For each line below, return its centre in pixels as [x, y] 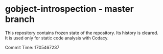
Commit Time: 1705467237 [32, 47]
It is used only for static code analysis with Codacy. [57, 38]
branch [20, 19]
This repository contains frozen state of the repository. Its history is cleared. [81, 33]
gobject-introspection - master [70, 9]
